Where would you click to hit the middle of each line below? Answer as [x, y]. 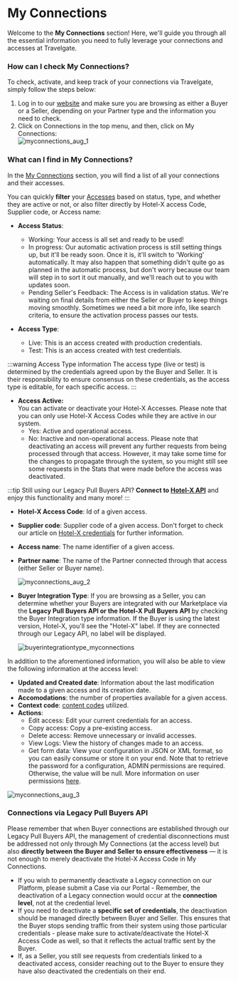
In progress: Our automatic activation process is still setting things [125, 246]
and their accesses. [36, 182]
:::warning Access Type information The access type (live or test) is [106, 364]
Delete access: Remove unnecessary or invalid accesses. [112, 735]
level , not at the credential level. [65, 903]
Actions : [31, 712]
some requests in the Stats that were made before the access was [125, 469]
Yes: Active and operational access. [81, 431]
